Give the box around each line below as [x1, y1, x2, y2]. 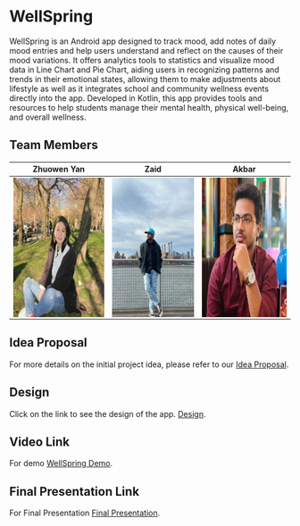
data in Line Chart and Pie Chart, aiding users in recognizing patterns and [9, 64, 279, 75]
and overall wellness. [9, 112, 87, 122]
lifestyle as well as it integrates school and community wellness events [9, 83, 270, 94]
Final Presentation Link [9, 484, 140, 499]
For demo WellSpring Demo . [9, 458, 113, 469]
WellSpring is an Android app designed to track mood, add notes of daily [9, 36, 277, 46]
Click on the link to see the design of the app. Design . [9, 408, 206, 419]
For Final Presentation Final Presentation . [9, 507, 161, 519]
